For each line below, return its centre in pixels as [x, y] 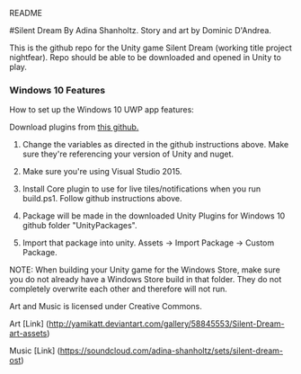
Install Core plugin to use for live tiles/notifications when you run [142, 189]
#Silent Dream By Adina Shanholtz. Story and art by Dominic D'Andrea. [141, 30]
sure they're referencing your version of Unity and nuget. [128, 154]
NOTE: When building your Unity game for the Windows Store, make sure [145, 270]
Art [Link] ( [29, 324]
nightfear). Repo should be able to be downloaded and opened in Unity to [145, 57]
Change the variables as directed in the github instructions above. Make [155, 145]
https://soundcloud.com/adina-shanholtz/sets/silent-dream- [172, 351]
